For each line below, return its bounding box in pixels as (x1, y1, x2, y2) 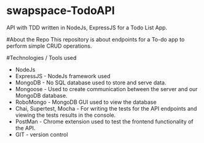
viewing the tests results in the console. (15, 111, 116, 119)
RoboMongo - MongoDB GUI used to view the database (15, 98, 157, 106)
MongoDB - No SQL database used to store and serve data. (15, 79, 167, 86)
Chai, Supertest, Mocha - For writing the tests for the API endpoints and (15, 105, 197, 112)
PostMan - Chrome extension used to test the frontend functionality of (15, 117, 194, 125)
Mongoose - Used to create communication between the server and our (15, 85, 198, 92)
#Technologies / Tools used (6, 54, 77, 61)
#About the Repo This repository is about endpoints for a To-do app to (6, 35, 185, 43)
